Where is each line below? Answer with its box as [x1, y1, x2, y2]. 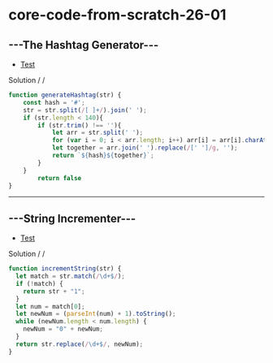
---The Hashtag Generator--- [8, 38, 159, 52]
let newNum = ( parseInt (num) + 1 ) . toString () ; [15, 310, 176, 318]
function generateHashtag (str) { [8, 91, 122, 99]
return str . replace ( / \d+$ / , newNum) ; [15, 339, 144, 348]
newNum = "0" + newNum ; [23, 325, 104, 334]
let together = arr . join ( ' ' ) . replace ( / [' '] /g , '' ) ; [51, 144, 238, 152]
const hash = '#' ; [23, 98, 85, 106]
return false [37, 174, 82, 182]
